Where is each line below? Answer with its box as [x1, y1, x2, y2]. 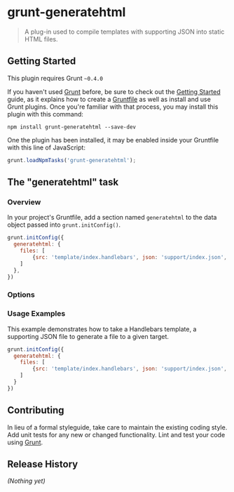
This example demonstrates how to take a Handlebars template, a [7, 324, 197, 333]
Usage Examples [7, 309, 66, 319]
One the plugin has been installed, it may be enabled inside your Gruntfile [7, 135, 219, 144]
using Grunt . [7, 438, 43, 446]
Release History [7, 458, 78, 470]
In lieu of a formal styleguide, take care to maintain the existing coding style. [7, 423, 228, 432]
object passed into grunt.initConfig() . [7, 220, 121, 229]
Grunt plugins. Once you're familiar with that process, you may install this [7, 102, 219, 111]
